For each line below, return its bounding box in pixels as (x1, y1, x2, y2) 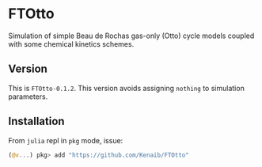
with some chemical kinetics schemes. (8, 39, 135, 48)
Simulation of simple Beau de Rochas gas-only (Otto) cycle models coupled (8, 31, 255, 40)
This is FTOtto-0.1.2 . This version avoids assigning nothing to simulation (8, 83, 245, 93)
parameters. (8, 92, 48, 101)
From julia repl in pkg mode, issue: (8, 135, 123, 145)
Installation (8, 115, 65, 128)
